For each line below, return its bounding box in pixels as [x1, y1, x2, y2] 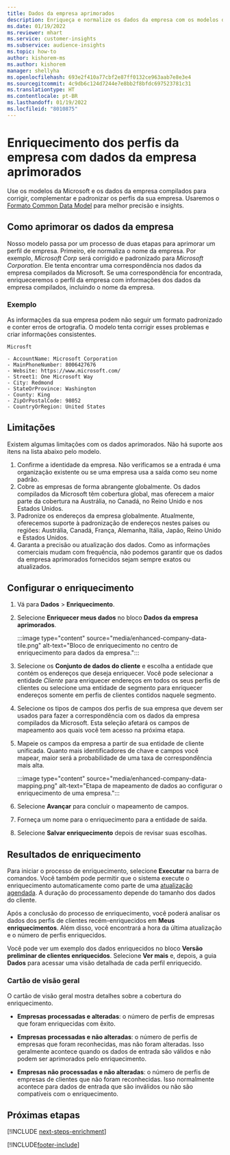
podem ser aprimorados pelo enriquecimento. [16, 1054, 147, 1063]
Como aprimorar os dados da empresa [7, 221, 174, 233]
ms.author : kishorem [7, 61, 66, 68]
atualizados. [16, 562, 52, 570]
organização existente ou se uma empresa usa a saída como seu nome [16, 468, 218, 476]
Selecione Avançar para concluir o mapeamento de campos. [16, 802, 189, 811]
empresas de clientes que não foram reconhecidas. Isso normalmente [16, 1075, 214, 1083]
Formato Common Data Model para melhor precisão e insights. [7, 201, 185, 210]
